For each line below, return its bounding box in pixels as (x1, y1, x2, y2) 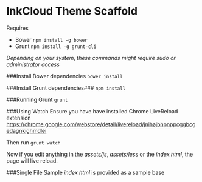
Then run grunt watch (6, 138, 61, 146)
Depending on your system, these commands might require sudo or (6, 54, 176, 61)
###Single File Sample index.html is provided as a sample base (6, 169, 165, 176)
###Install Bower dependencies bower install (6, 72, 123, 79)
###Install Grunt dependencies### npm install (6, 84, 126, 92)
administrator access (6, 61, 60, 68)
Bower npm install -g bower (15, 36, 88, 43)
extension (6, 114, 32, 121)
